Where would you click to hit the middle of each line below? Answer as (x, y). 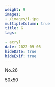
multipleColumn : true (28, 24)
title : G (14, 28)
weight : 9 (15, 10)
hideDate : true (21, 51)
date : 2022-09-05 (23, 47)
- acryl (13, 42)
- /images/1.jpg (22, 19)
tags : (11, 33)
